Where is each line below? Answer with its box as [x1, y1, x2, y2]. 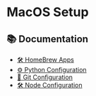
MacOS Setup [6, 4, 89, 20]
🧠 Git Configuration [16, 73, 73, 81]
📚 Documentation [6, 33, 89, 45]
